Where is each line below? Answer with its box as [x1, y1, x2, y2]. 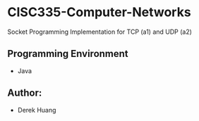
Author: [7, 87, 42, 99]
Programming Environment [7, 48, 128, 60]
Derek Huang [17, 106, 56, 114]
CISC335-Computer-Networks [7, 4, 192, 20]
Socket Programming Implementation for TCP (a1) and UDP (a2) [7, 27, 193, 36]
